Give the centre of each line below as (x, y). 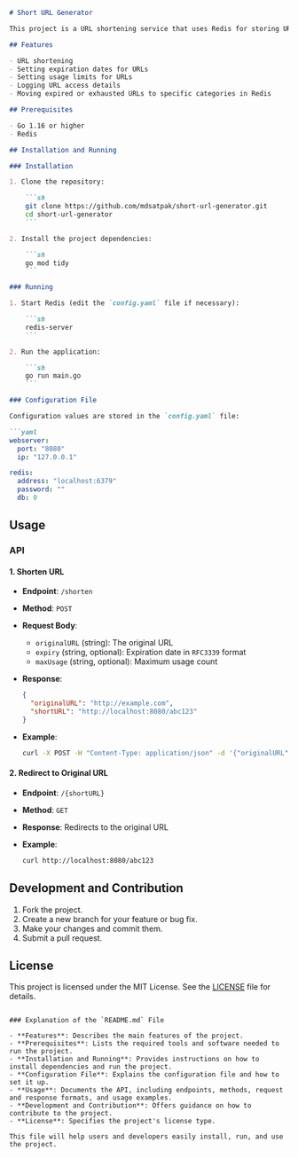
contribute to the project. (61, 1114)
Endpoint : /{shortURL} (63, 793)
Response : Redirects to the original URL (95, 827)
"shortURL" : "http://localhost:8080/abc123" (114, 712)
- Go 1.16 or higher (47, 125)
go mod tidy (47, 263)
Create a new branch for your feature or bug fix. (110, 919)
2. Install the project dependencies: (81, 239)
